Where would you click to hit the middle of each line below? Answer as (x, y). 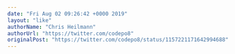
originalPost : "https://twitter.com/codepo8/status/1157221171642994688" (118, 40)
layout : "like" (30, 20)
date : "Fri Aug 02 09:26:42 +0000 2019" (68, 14)
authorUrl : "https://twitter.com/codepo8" (71, 33)
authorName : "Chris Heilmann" (52, 27)
